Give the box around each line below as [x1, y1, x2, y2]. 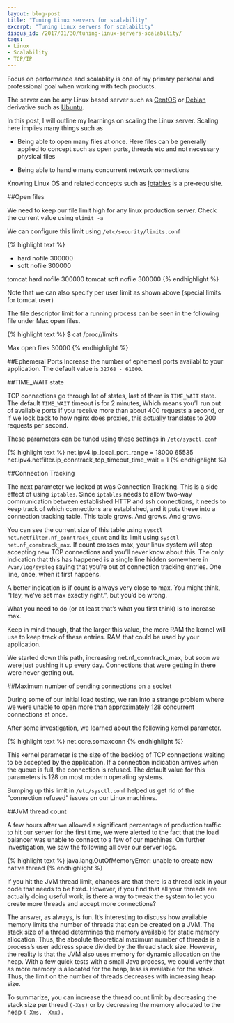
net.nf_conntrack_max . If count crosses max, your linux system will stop [7, 540, 213, 549]
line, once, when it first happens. [7, 570, 101, 578]
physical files [17, 152, 56, 160]
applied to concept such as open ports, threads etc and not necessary [17, 144, 219, 153]
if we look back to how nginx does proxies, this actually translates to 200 [7, 414, 217, 422]
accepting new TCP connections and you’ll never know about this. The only [7, 547, 224, 556]
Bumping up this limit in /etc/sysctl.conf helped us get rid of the [7, 786, 195, 795]
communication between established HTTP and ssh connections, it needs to [7, 497, 226, 506]
